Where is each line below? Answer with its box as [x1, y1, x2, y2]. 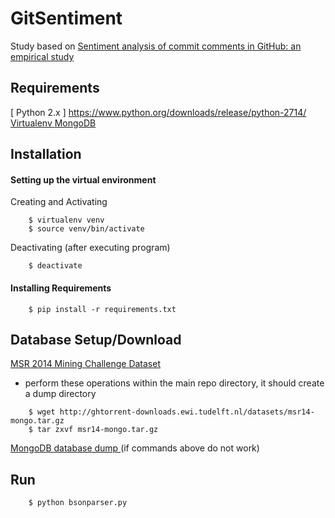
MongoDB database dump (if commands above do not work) [10, 442, 260, 454]
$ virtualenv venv [28, 215, 105, 226]
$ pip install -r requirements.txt [28, 304, 177, 314]
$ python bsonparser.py [28, 498, 128, 508]
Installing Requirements [10, 282, 112, 294]
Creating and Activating [10, 196, 108, 208]
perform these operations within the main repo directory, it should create [24, 377, 325, 389]
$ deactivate [28, 261, 83, 271]
